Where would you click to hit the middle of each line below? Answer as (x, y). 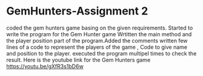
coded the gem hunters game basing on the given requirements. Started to (100, 28)
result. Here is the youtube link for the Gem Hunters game (78, 60)
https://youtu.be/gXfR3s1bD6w (45, 66)
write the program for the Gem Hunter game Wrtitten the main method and (99, 34)
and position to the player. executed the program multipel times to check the (101, 53)
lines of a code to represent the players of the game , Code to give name (97, 47)
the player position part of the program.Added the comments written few (97, 40)
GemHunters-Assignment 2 (77, 11)
